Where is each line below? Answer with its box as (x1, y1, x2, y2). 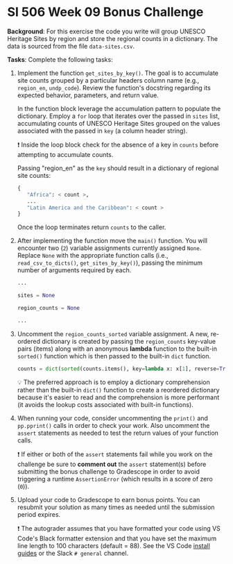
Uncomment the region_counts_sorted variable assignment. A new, (17, 329, 209, 338)
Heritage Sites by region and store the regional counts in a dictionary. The (7, 34, 218, 42)
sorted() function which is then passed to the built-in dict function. (17, 351, 212, 360)
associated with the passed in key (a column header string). (17, 126, 188, 135)
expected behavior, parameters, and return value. (17, 91, 159, 99)
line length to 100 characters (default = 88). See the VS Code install (17, 541, 210, 549)
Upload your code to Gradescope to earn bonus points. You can (17, 495, 200, 504)
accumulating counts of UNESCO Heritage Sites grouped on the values (17, 119, 221, 127)
